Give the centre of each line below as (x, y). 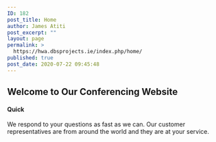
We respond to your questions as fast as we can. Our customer (96, 124)
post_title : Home (32, 20)
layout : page (26, 39)
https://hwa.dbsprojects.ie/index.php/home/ (78, 52)
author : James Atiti (37, 26)
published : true (30, 58)
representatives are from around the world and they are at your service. (108, 132)
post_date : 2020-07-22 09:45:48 (53, 64)
